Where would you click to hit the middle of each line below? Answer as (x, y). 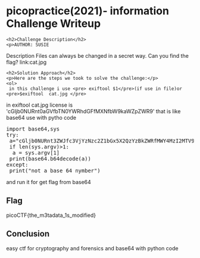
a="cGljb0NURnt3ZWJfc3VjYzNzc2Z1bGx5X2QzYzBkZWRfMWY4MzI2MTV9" (104, 141)
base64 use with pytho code (41, 117)
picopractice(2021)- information (88, 11)
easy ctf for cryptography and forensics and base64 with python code (92, 248)
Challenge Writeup (54, 24)
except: (17, 164)
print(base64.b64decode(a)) (50, 158)
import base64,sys (33, 129)
